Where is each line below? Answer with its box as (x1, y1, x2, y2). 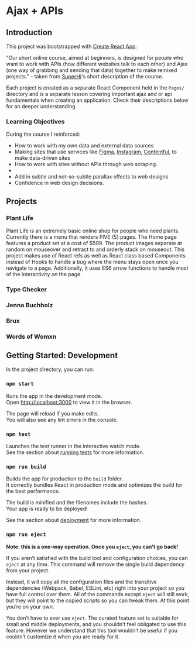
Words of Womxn (6, 332, 57, 341)
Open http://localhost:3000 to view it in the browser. (6, 398, 132, 406)
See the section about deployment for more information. (6, 517, 142, 524)
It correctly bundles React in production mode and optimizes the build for (6, 482, 183, 489)
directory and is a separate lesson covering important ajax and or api (6, 91, 172, 97)
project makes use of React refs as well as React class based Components (6, 252, 186, 259)
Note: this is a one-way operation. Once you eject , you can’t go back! (6, 543, 179, 550)
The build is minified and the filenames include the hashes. (6, 499, 148, 506)
